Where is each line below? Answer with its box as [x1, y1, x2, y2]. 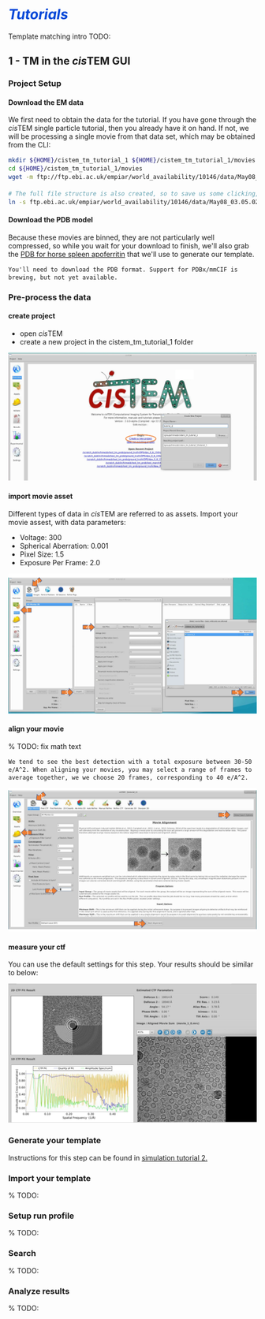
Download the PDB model [8, 215, 93, 225]
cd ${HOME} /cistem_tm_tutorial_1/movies [8, 165, 144, 173]
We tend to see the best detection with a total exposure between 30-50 [8, 758, 252, 766]
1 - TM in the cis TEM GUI [8, 54, 131, 68]
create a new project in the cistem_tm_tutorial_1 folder [19, 337, 194, 347]
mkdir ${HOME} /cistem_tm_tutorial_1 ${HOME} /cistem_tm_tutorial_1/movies [8, 156, 256, 165]
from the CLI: [8, 140, 51, 150]
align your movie [8, 724, 65, 734]
